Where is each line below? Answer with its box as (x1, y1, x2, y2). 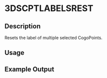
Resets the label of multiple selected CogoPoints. (4, 35, 103, 40)
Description (4, 22, 41, 30)
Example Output (4, 65, 54, 73)
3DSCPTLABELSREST (4, 3, 93, 14)
